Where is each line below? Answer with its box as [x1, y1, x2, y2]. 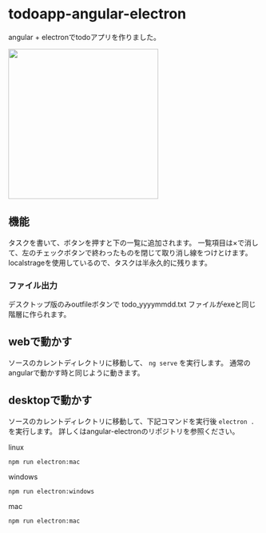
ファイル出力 [8, 279, 58, 291]
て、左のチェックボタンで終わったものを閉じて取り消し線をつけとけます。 [8, 247, 252, 257]
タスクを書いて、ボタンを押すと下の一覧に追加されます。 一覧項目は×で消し [8, 238, 259, 247]
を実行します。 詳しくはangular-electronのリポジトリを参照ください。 [8, 426, 240, 436]
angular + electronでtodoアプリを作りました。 [8, 32, 161, 42]
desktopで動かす [8, 394, 93, 407]
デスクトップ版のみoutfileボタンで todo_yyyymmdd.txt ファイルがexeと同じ [8, 299, 256, 309]
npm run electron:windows [8, 487, 94, 495]
